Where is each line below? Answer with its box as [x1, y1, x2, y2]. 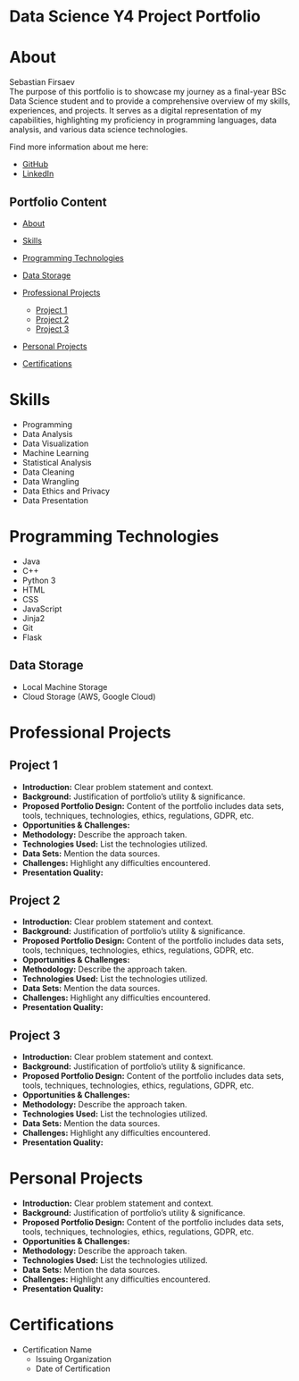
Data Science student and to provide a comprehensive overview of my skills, [9, 96, 291, 106]
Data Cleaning [21, 467, 75, 477]
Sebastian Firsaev [9, 77, 76, 88]
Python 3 [21, 575, 56, 585]
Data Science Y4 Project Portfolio [9, 6, 262, 27]
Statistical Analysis [21, 457, 92, 467]
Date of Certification [35, 1363, 111, 1374]
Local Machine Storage [21, 681, 108, 692]
